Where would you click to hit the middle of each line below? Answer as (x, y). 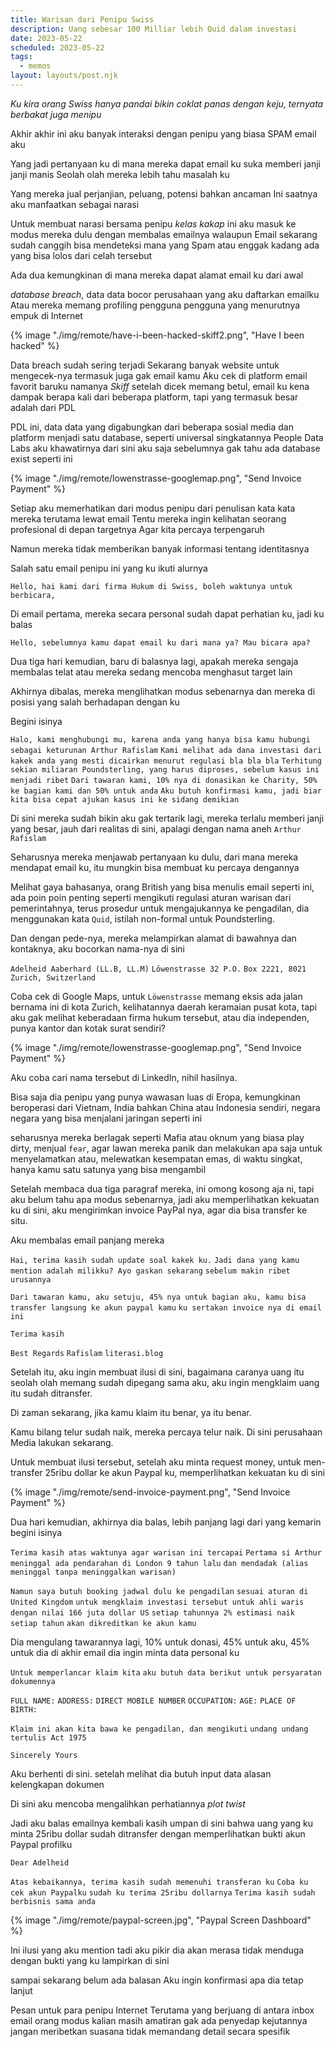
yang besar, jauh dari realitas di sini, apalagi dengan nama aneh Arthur (156, 828)
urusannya (31, 1279)
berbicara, (33, 595)
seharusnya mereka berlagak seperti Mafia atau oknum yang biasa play (157, 1137)
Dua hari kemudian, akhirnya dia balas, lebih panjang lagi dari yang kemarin (166, 1522)
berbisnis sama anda (53, 1901)
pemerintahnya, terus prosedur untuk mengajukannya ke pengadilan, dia (160, 908)
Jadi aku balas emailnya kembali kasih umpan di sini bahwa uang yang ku (162, 1823)
